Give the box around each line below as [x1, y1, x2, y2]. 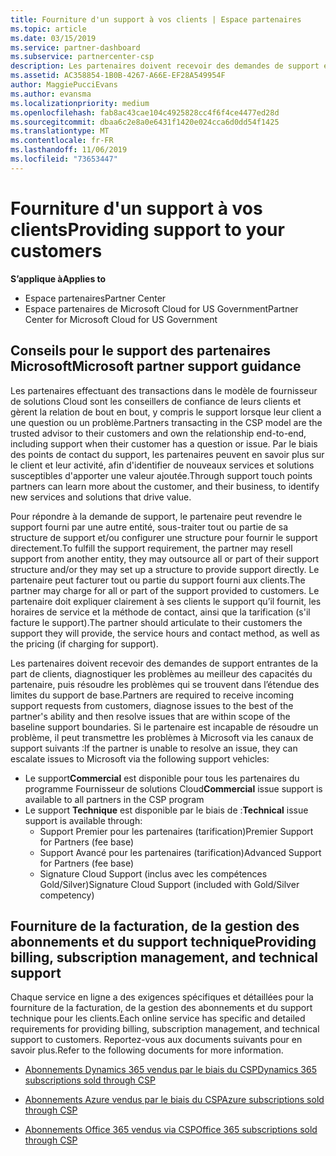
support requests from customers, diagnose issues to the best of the [10, 699, 294, 711]
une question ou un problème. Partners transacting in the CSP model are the [10, 416, 323, 428]
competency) [39, 889, 95, 901]
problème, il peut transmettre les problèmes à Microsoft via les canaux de [10, 731, 314, 743]
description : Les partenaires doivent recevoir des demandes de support [10, 61, 320, 71]
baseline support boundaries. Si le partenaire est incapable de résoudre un [10, 721, 319, 733]
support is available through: [24, 814, 143, 826]
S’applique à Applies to [10, 272, 107, 285]
